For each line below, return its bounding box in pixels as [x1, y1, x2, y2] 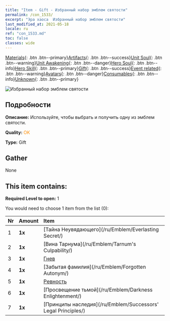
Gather [5, 153, 28, 163]
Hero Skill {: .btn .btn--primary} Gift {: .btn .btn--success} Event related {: [15, 65, 162, 71]
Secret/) [43, 232, 63, 239]
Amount [18, 217, 39, 224]
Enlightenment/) [43, 293, 82, 300]
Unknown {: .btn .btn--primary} [15, 76, 79, 82]
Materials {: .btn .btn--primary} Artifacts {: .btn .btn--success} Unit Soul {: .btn [5, 54, 163, 60]
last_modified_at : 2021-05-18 [5, 21, 69, 27]
